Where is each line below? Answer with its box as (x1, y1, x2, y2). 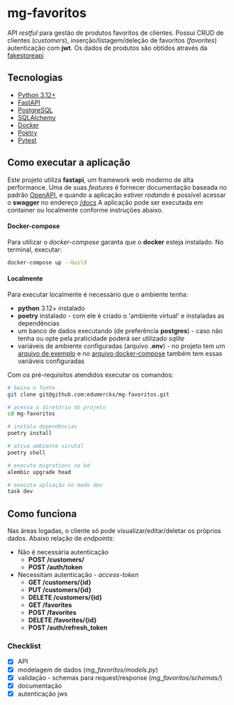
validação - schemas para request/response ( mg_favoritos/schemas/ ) (17, 673, 223, 682)
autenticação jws (17, 689, 68, 698)
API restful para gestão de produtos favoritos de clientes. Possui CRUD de (7, 28, 224, 37)
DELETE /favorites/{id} (28, 616, 97, 625)
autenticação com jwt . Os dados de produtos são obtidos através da (7, 43, 208, 52)
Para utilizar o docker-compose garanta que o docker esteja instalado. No (7, 237, 224, 246)
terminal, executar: (7, 245, 62, 254)
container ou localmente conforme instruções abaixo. (7, 205, 164, 214)
